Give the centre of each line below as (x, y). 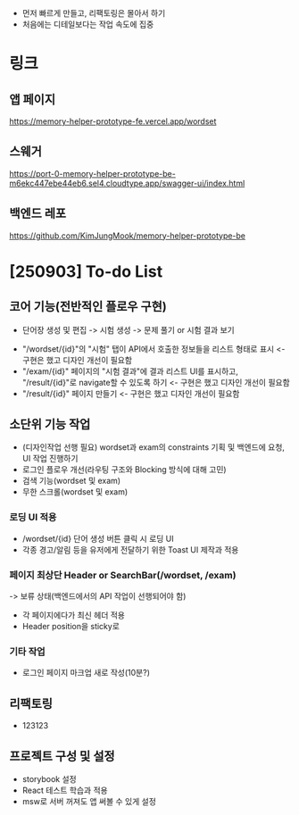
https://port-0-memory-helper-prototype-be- (92, 173)
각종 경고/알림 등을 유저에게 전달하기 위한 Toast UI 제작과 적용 (130, 549)
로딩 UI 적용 (33, 518)
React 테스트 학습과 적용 (65, 790)
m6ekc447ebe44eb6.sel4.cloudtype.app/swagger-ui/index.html (127, 183)
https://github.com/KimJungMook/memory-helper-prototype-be (128, 236)
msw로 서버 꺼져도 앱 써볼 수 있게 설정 (89, 801)
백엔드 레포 (38, 214)
